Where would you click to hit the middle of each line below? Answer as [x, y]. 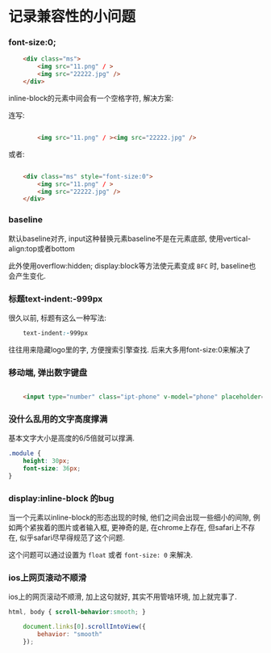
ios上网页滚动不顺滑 [48, 578]
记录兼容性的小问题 [72, 17]
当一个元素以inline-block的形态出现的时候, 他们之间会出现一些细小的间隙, [130, 517]
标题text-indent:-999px [56, 298]
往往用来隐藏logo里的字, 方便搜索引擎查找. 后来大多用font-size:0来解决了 [130, 349]
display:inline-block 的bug [61, 498]
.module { [25, 453]
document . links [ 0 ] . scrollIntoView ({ [85, 627]
